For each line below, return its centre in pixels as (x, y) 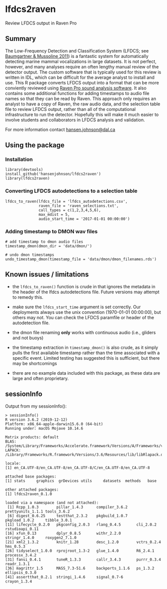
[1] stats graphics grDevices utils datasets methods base (81, 481)
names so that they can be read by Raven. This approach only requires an (81, 98)
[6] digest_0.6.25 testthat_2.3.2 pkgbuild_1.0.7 (67, 516)
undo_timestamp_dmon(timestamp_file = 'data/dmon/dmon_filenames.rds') (81, 259)
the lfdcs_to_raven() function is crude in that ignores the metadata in (84, 286)
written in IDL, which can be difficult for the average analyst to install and (80, 77)
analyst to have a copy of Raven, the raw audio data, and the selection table (83, 104)
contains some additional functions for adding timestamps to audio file (77, 93)
